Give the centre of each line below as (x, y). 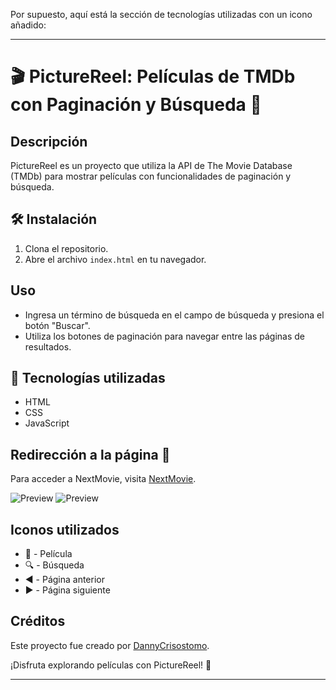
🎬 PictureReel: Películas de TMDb (153, 76)
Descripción (49, 141)
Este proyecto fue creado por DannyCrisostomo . (110, 645)
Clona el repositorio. (66, 248)
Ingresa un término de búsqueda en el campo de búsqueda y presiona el (174, 315)
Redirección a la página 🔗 (90, 454)
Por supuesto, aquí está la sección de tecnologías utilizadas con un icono (161, 14)
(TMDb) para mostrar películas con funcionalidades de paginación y (151, 176)
